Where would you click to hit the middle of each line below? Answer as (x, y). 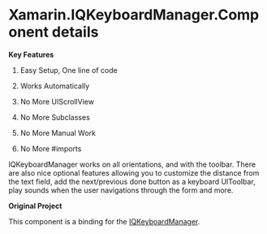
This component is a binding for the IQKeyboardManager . (104, 221)
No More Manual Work (58, 133)
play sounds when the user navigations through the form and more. (121, 190)
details (75, 32)
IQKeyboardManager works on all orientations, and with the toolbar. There (132, 164)
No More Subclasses (55, 117)
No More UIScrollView (57, 101)
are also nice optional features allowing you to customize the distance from (134, 172)
